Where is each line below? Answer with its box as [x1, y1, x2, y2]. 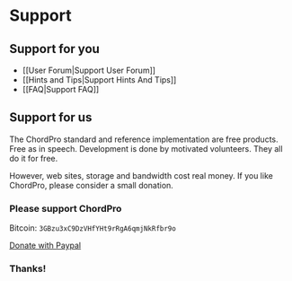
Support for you [9, 41, 101, 57]
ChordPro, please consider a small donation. [9, 180, 173, 190]
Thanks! [9, 262, 47, 275]
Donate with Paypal [9, 240, 82, 251]
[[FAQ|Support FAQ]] [22, 84, 100, 94]
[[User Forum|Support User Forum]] [22, 65, 155, 75]
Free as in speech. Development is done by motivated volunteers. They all [9, 143, 283, 154]
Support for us [9, 110, 93, 126]
